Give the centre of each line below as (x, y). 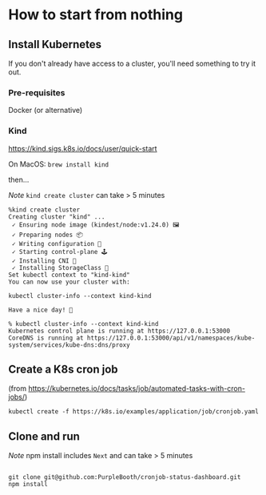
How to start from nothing (96, 15)
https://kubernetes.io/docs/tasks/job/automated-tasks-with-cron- (137, 388)
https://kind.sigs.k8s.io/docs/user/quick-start (83, 148)
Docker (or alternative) (46, 111)
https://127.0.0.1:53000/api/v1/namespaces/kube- (171, 338)
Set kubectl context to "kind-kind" (69, 275)
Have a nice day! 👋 (41, 310)
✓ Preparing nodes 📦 (48, 235)
